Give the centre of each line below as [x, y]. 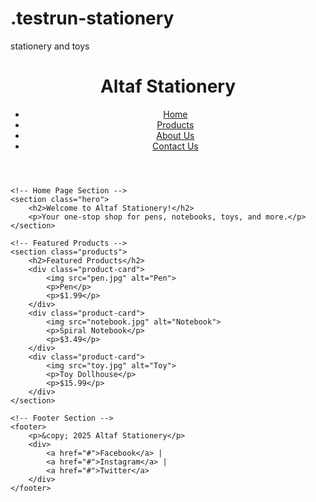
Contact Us [175, 146]
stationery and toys [50, 46]
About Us [175, 135]
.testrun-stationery [92, 18]
